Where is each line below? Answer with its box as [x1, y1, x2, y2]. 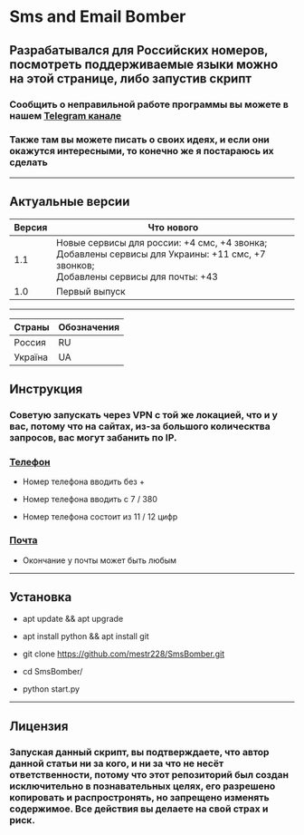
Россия [14, 335, 47, 348]
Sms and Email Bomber [9, 6, 186, 27]
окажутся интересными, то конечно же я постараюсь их [9, 145, 274, 158]
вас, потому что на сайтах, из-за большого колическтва [9, 420, 271, 432]
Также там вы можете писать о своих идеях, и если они [9, 133, 270, 146]
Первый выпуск [55, 285, 126, 297]
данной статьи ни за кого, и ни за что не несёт [9, 757, 224, 770]
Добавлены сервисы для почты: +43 [55, 270, 219, 283]
